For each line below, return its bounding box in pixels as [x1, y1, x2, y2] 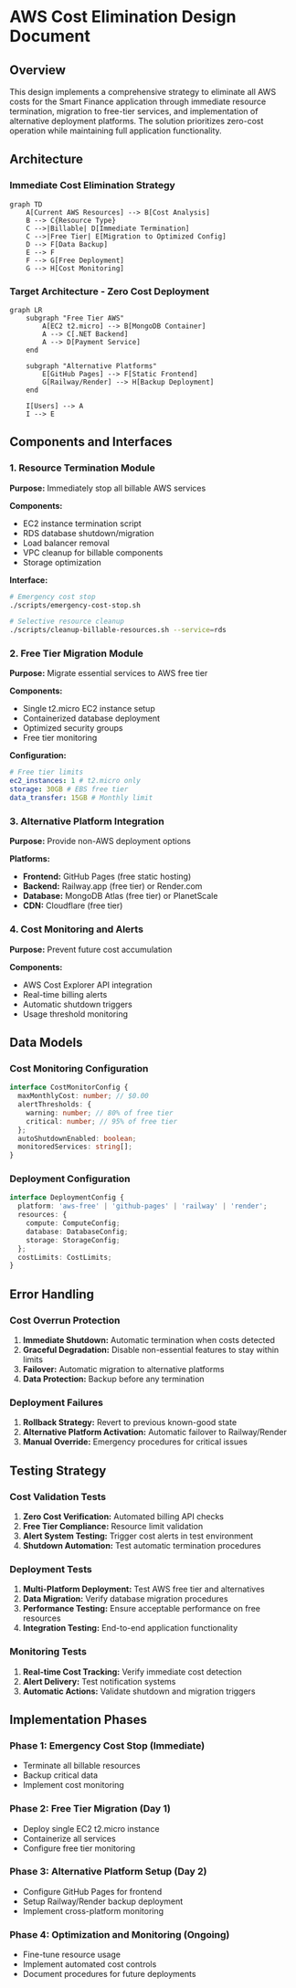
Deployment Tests [9, 1562, 93, 1575]
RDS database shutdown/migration [22, 527, 154, 538]
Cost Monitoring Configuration [9, 1062, 149, 1074]
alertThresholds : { [17, 1100, 92, 1109]
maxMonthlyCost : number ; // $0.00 [17, 1092, 149, 1101]
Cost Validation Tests [9, 1490, 107, 1503]
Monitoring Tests [9, 1645, 87, 1658]
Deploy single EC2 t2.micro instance [22, 1823, 160, 1834]
